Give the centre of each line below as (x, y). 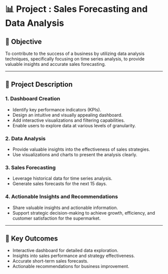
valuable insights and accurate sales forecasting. (55, 64)
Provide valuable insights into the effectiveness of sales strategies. (81, 149)
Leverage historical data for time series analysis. (62, 178)
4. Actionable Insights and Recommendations (62, 197)
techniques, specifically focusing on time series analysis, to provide (75, 59)
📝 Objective (23, 42)
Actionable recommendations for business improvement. (71, 267)
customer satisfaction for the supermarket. (56, 218)
